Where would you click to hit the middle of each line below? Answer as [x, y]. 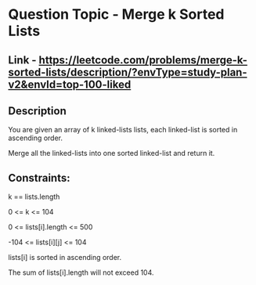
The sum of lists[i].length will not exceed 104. [81, 272]
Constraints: [39, 178]
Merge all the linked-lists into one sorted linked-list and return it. [112, 153]
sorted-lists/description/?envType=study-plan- [128, 72]
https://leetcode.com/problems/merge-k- [143, 60]
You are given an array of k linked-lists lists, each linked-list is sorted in [123, 130]
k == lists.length [34, 197]
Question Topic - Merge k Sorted [116, 14]
